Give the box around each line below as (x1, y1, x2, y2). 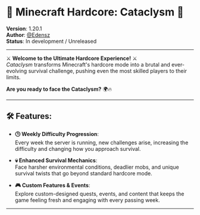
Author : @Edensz (6, 31, 51, 38)
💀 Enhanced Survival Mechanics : (14, 157, 98, 164)
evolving (6, 67, 27, 74)
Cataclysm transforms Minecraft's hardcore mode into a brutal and (6, 61, 171, 68)
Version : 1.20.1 (6, 25, 42, 32)
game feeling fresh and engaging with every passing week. (14, 196, 160, 204)
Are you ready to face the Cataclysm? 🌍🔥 (6, 86, 112, 93)
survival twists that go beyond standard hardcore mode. (14, 169, 153, 177)
